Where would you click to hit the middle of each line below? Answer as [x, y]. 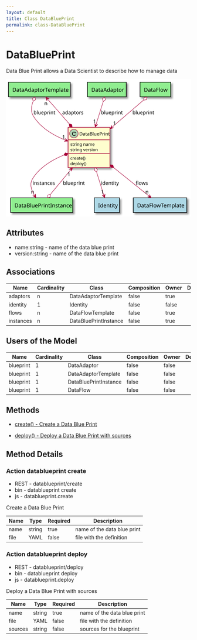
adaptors [19, 296]
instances [20, 321]
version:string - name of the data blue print [67, 254]
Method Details [35, 454]
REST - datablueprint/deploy [49, 567]
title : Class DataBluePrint [40, 19]
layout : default [26, 12]
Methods [23, 410]
